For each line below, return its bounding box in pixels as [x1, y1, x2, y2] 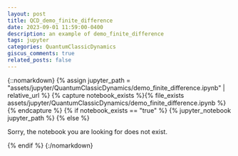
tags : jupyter [7, 37, 50, 44]
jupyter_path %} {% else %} [7, 113, 90, 122]
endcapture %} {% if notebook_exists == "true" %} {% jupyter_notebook [17, 106, 232, 114]
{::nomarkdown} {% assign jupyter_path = [7, 76, 130, 84]
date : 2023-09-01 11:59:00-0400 [7, 23, 103, 30]
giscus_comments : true [7, 50, 75, 57]
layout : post [7, 10, 46, 18]
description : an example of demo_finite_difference [7, 30, 164, 38]
